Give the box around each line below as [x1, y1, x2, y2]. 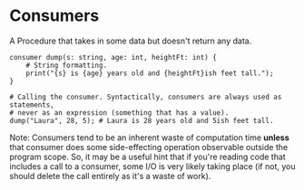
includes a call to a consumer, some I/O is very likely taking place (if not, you [9, 160, 296, 172]
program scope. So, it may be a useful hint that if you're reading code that [9, 151, 286, 162]
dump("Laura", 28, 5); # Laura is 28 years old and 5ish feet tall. [9, 116, 274, 125]
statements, [9, 100, 54, 109]
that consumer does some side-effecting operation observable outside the [9, 141, 289, 152]
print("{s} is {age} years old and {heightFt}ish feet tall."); [25, 69, 274, 78]
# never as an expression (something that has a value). [9, 108, 230, 118]
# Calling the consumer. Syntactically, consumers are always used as [9, 92, 282, 101]
